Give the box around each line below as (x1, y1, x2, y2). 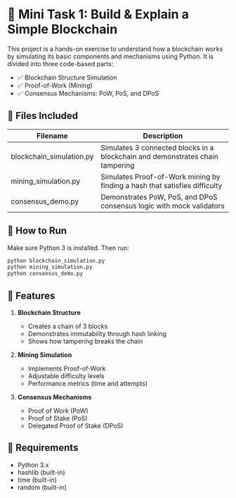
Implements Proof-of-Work (27, 364, 106, 373)
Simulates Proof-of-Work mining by (100, 172, 221, 182)
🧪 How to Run (7, 225, 67, 237)
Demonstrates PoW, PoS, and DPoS (100, 192, 218, 201)
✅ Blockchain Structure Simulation (17, 73, 117, 82)
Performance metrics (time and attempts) (27, 380, 148, 387)
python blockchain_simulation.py (7, 257, 105, 264)
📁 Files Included (7, 110, 79, 122)
